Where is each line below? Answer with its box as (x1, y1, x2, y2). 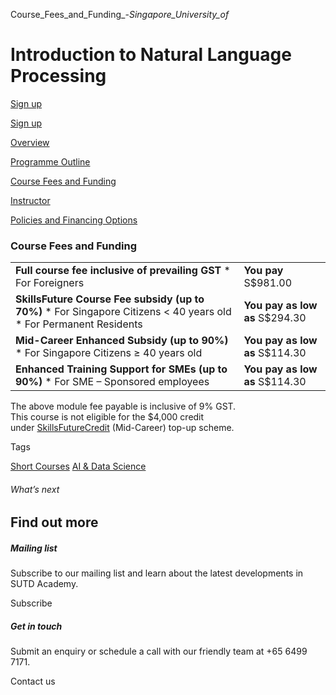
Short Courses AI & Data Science (10, 460, 147, 473)
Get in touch (10, 620, 63, 632)
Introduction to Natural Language (10, 44, 292, 66)
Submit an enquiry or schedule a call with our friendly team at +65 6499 (10, 645, 308, 658)
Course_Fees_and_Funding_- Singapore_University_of (10, 9, 230, 20)
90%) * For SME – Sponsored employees (15, 375, 210, 389)
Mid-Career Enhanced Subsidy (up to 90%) (15, 334, 229, 348)
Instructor (10, 194, 51, 206)
